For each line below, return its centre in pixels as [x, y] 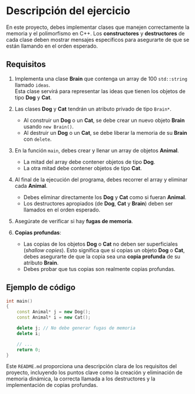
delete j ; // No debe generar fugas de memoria [76, 328]
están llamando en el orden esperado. [52, 46]
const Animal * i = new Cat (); [54, 317]
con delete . [37, 139]
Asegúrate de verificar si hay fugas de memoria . [74, 221]
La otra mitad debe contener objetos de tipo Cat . [83, 168]
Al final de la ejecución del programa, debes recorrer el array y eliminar [101, 179]
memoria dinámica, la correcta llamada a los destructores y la [81, 379]
